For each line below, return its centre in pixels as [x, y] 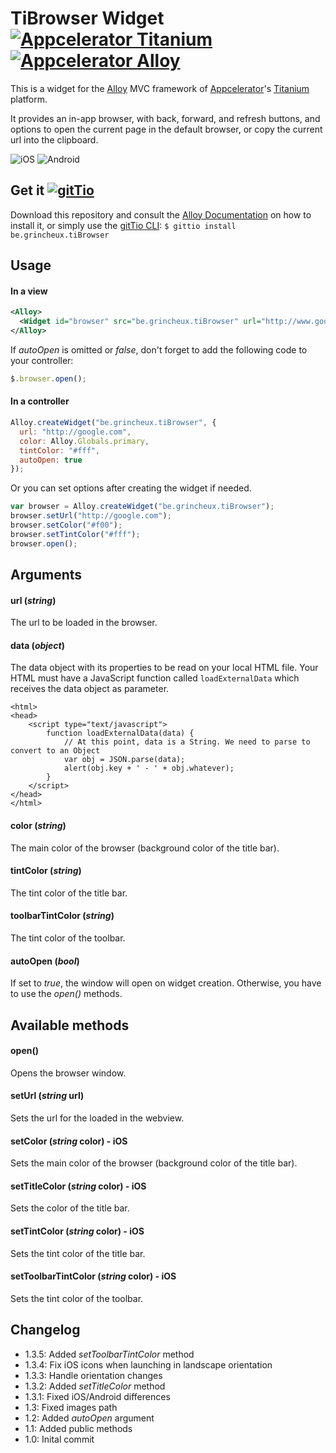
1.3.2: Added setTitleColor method [95, 1386]
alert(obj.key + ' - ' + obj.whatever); [149, 768]
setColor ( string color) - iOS [69, 1141]
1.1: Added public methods [78, 1428]
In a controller [40, 401]
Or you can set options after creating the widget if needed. [131, 488]
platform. [29, 99]
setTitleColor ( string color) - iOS [78, 1186]
